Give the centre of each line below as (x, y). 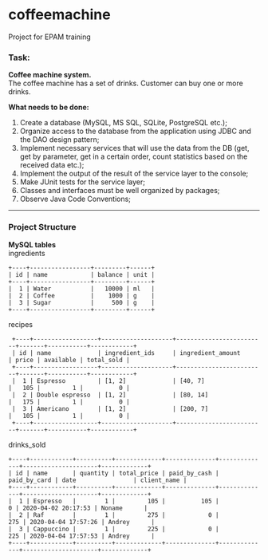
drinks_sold (27, 444)
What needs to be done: (49, 107)
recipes (21, 324)
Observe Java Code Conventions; (75, 199)
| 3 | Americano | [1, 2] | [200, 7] (110, 408)
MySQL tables (32, 244)
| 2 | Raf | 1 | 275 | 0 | (114, 515)
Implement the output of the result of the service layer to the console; (134, 174)
